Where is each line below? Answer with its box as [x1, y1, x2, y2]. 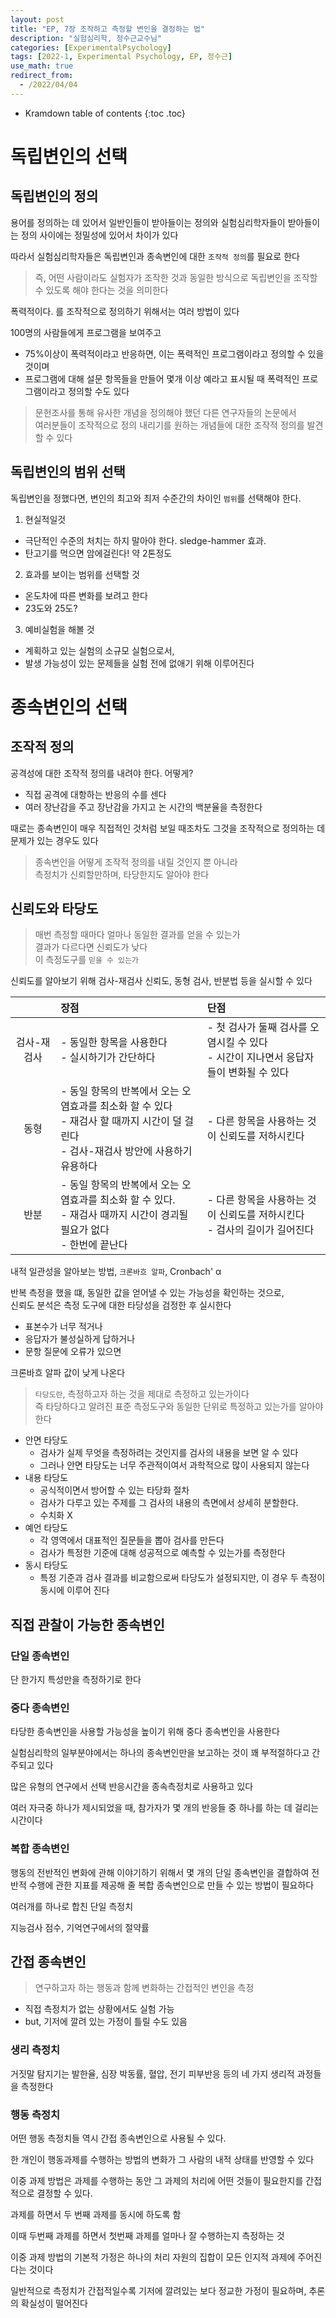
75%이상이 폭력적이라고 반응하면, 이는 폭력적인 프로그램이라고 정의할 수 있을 [24, 347, 325, 360]
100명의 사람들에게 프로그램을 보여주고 [10, 326, 162, 338]
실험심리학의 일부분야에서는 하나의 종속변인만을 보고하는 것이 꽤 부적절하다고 [10, 1747, 310, 1759]
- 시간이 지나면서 [206, 1051, 284, 1065]
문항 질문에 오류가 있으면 [24, 1346, 122, 1358]
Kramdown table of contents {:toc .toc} [24, 107, 186, 119]
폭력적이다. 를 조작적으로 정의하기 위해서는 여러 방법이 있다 [10, 305, 240, 317]
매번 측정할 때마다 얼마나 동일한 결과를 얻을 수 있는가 [34, 929, 241, 941]
